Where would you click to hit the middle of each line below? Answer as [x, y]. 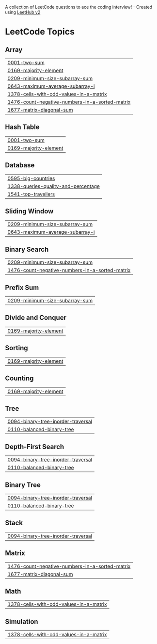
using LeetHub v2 [23, 12]
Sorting [16, 348]
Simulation [22, 621]
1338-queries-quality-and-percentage [54, 186]
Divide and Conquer [36, 318]
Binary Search [27, 249]
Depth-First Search [35, 446]
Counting [19, 378]
